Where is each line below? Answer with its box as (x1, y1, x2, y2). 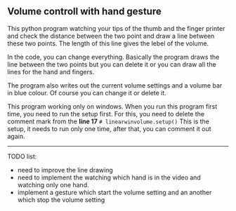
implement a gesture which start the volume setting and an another (17, 188, 212, 196)
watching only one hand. (17, 180, 89, 189)
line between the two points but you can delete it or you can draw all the (7, 60, 216, 69)
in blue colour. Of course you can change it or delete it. (7, 88, 166, 97)
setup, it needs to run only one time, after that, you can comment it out (7, 124, 212, 132)
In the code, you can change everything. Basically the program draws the (7, 53, 220, 61)
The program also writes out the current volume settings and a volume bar (7, 81, 223, 90)
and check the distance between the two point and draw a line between (7, 32, 215, 40)
